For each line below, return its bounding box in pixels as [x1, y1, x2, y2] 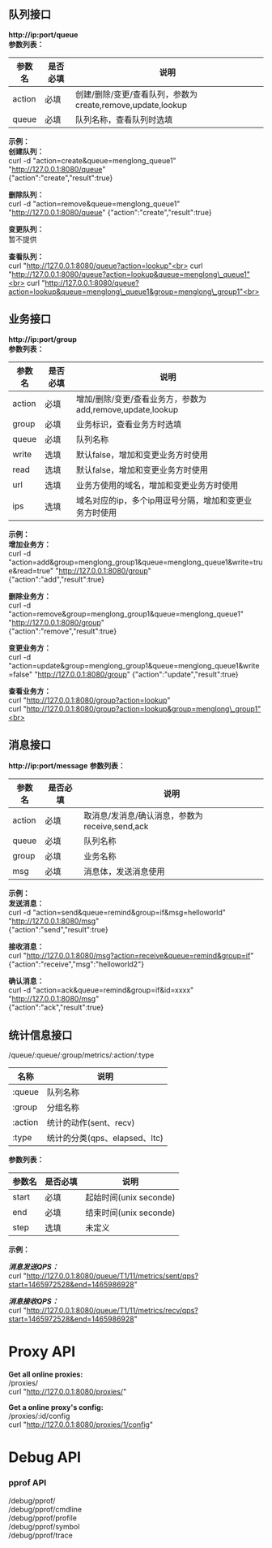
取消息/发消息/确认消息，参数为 [83, 811, 204, 822]
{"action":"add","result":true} [8, 574, 105, 584]
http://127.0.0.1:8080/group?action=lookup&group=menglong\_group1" [26, 703, 261, 713]
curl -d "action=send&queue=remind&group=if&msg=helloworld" [8, 908, 227, 918]
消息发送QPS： [8, 1262, 59, 1272]
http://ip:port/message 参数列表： [8, 761, 125, 771]
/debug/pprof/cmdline [8, 1504, 83, 1514]
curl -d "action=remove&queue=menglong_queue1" [8, 198, 181, 209]
